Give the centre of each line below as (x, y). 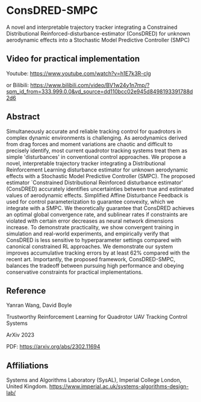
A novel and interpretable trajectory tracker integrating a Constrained (92, 27)
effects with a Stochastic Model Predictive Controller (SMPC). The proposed (101, 176)
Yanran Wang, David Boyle (39, 305)
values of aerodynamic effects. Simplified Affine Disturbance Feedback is (97, 195)
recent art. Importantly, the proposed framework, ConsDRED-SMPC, (91, 259)
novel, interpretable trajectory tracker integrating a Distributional (86, 163)
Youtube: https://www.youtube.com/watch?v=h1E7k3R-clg (79, 73)
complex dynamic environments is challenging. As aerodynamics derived (97, 138)
